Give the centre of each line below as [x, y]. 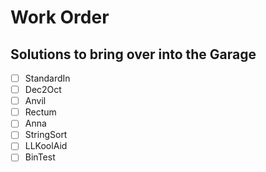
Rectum [40, 112]
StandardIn [47, 78]
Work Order [60, 17]
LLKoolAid [46, 146]
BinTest [40, 157]
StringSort [46, 135]
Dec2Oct [43, 90]
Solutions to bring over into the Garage [133, 54]
